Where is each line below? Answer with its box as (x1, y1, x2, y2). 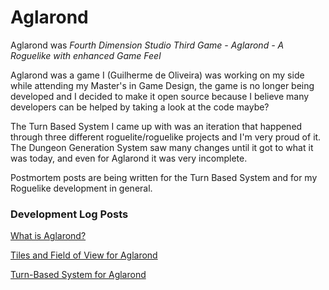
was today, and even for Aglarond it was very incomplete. (10, 152, 248, 164)
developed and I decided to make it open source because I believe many (10, 90, 310, 102)
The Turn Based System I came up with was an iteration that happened (10, 120, 303, 132)
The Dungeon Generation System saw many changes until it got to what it (10, 141, 314, 153)
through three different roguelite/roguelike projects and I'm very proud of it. (10, 131, 322, 143)
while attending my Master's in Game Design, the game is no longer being (10, 79, 315, 91)
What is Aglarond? (10, 230, 87, 242)
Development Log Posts (10, 207, 129, 221)
